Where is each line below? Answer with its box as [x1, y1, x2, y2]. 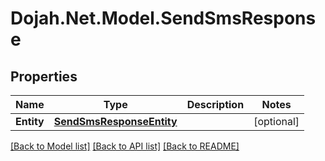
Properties [10, 68, 78, 85]
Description [186, 98, 245, 111]
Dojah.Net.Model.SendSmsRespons [10, 7, 317, 30]
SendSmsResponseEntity [53, 115, 178, 128]
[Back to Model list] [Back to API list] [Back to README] [10, 140, 240, 152]
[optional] [253, 115, 300, 128]
